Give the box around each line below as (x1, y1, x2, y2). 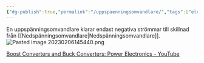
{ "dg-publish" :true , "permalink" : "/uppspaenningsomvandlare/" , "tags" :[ (6, 8, 189, 15)
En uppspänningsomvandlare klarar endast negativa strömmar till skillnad (6, 25, 189, 33)
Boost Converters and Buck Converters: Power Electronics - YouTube (6, 50, 180, 58)
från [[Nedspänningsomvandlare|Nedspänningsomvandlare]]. (6, 31, 161, 39)
